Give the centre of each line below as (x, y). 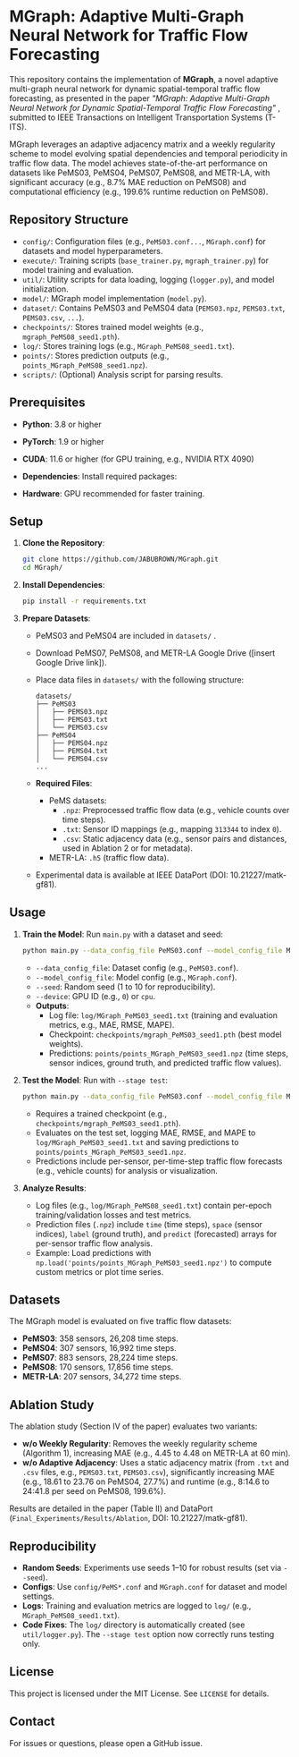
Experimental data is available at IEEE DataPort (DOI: (132, 875)
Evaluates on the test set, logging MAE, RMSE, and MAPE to (145, 1133)
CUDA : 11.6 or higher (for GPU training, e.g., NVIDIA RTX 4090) (138, 459)
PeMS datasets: (78, 801)
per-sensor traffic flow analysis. (94, 1243)
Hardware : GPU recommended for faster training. (113, 493)
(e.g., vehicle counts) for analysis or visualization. (127, 1170)
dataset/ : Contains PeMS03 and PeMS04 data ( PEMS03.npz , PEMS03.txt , (154, 308)
